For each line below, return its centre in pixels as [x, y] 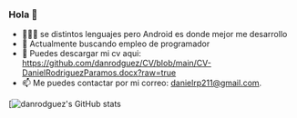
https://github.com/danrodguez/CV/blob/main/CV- [116, 64]
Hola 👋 [23, 15]
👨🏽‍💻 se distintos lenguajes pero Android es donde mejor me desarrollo [154, 34]
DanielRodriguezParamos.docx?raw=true [99, 73]
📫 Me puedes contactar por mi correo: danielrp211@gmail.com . [142, 83]
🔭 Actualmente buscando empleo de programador [116, 44]
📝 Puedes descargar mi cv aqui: [82, 54]
